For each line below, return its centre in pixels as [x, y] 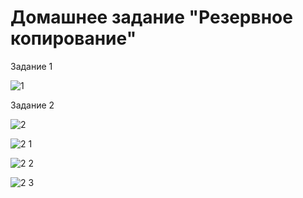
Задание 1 [31, 66]
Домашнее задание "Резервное [151, 17]
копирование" [73, 38]
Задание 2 [32, 105]
